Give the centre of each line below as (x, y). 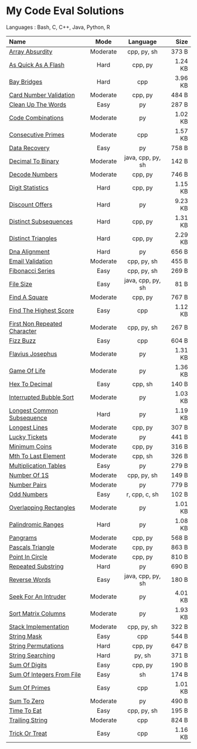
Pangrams (23, 538)
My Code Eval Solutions (65, 11)
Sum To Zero (27, 701)
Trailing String (28, 720)
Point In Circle (28, 557)
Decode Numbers (33, 174)
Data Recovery (29, 148)
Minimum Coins (30, 447)
